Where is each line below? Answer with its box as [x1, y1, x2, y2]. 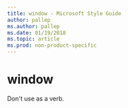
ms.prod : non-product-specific [7, 42, 97, 49]
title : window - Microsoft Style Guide [7, 10, 122, 17]
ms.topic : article [7, 36, 60, 43]
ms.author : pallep [7, 23, 60, 30]
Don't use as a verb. [7, 94, 65, 102]
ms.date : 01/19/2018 [7, 29, 67, 36]
